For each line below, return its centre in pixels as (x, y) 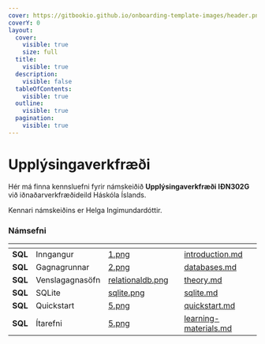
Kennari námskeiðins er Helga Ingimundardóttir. (85, 210)
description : (37, 74)
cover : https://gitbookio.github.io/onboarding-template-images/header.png (135, 15)
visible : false (47, 81)
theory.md (203, 279)
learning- (202, 318)
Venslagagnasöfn (68, 279)
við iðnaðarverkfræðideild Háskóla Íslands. (77, 195)
